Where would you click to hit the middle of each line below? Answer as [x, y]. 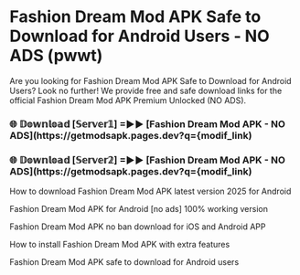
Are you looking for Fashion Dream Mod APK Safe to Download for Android [150, 80]
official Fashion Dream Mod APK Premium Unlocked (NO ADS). [128, 100]
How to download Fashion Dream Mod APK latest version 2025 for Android [150, 191]
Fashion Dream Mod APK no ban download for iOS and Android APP [138, 227]
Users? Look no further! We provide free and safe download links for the [146, 90]
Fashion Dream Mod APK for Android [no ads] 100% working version [139, 209]
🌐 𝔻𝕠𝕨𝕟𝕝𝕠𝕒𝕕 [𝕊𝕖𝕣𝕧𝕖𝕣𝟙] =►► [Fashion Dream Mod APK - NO [148, 123]
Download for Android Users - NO [139, 36]
